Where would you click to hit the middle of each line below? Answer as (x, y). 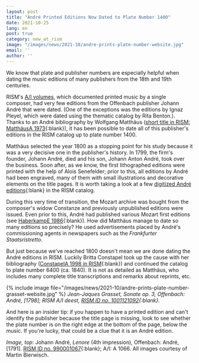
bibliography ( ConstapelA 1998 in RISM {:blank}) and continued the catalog (97, 263)
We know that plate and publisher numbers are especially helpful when (93, 72)
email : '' (18, 50)
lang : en (17, 28)
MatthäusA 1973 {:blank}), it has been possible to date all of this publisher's (97, 128)
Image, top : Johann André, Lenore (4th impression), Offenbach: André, (93, 342)
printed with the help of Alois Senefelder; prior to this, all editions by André (97, 171)
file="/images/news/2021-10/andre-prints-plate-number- (120, 288)
